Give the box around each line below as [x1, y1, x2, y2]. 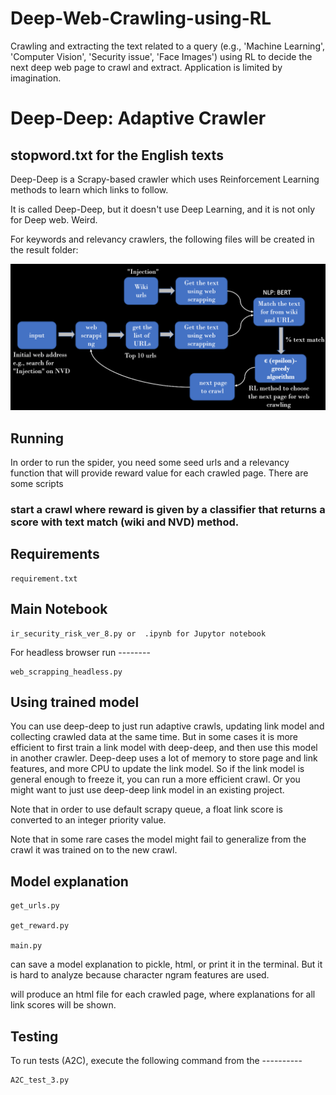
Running [10, 430, 65, 447]
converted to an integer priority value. [10, 814, 167, 826]
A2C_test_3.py [10, 1075, 70, 1086]
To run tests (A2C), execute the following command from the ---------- [10, 1055, 303, 1067]
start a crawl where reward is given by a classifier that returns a [10, 502, 326, 516]
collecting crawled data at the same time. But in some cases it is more [10, 731, 299, 743]
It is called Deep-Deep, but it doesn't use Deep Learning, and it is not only [10, 203, 316, 215]
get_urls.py [10, 901, 60, 911]
